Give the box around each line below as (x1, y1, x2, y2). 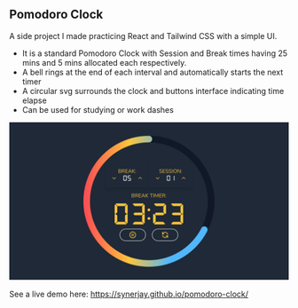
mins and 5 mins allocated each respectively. (21, 57, 187, 67)
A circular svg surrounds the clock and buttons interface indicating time (21, 85, 285, 96)
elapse (21, 95, 47, 106)
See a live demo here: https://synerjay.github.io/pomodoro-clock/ (9, 288, 249, 300)
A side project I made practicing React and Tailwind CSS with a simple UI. (9, 30, 278, 41)
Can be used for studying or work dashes (21, 104, 175, 115)
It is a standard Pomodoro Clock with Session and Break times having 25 (21, 48, 288, 59)
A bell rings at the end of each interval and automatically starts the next (21, 67, 284, 77)
